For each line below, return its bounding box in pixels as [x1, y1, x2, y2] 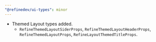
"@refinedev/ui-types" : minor [4, 7, 68, 12]
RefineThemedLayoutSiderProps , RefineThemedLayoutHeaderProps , [19, 26, 151, 32]
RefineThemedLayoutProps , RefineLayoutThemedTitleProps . [19, 31, 138, 37]
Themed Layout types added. [11, 21, 73, 27]
